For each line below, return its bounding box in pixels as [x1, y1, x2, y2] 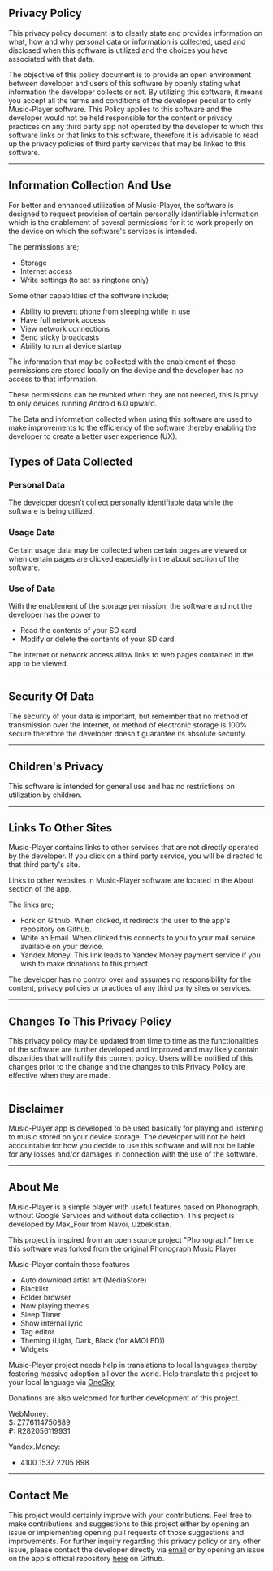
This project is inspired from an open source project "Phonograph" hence [8, 1235, 254, 1244]
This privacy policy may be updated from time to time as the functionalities [8, 1036, 258, 1046]
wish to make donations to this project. [19, 959, 150, 969]
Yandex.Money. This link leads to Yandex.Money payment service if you [19, 950, 262, 960]
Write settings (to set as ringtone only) [19, 275, 149, 284]
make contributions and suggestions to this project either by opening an [8, 1519, 249, 1529]
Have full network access [19, 315, 106, 324]
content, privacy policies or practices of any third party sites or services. [8, 983, 252, 993]
